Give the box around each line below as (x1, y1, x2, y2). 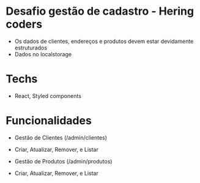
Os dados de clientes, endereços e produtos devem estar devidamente (14, 37, 194, 45)
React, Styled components (14, 92, 82, 99)
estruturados (14, 44, 47, 51)
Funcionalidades (6, 114, 92, 128)
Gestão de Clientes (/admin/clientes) (14, 133, 108, 141)
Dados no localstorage (14, 50, 72, 58)
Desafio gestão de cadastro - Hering (6, 4, 194, 18)
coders (6, 17, 43, 31)
